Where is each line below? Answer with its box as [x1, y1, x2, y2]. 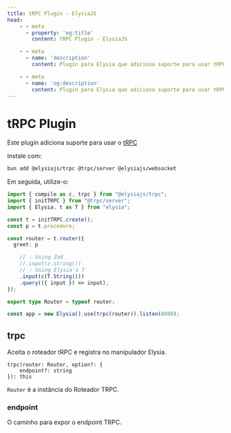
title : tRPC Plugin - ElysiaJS [7, 10, 97, 17]
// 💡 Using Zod [19, 254, 64, 261]
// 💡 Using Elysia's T [19, 266, 85, 274]
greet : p [13, 242, 38, 249]
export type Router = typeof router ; [7, 298, 115, 305]
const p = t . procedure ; [7, 222, 76, 229]
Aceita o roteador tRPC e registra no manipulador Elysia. [7, 348, 167, 357]
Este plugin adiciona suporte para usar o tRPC [7, 138, 137, 147]
